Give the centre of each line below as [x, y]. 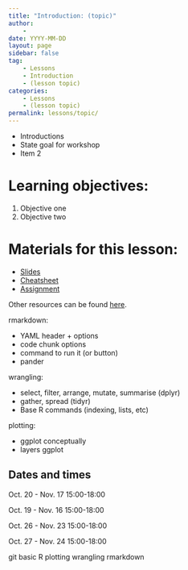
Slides [30, 272]
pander [32, 361]
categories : [28, 91]
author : [21, 23]
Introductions [42, 136]
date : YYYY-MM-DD [37, 38]
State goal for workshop [60, 145]
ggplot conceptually [53, 441]
